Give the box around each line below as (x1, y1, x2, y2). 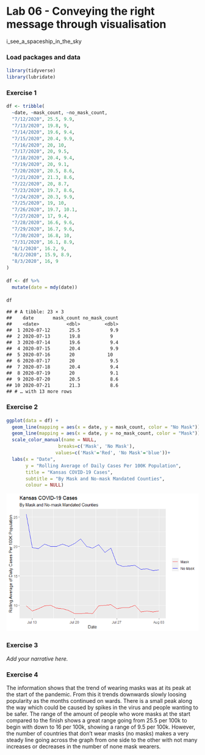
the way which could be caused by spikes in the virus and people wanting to (6, 704, 198, 711)
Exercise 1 (6, 88, 37, 97)
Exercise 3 (6, 641, 38, 650)
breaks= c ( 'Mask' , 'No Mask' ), (58, 443, 135, 450)
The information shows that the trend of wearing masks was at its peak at (6, 684, 191, 691)
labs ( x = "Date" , (12, 456, 56, 462)
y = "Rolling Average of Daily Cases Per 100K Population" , (25, 463, 182, 469)
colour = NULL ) (25, 482, 64, 488)
